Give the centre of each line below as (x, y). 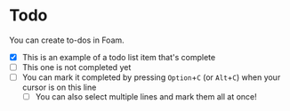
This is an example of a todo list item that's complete (119, 57)
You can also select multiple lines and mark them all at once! (146, 97)
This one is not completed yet (77, 67)
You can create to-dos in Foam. (67, 40)
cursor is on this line (59, 87)
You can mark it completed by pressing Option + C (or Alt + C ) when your (151, 77)
